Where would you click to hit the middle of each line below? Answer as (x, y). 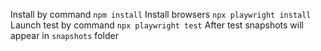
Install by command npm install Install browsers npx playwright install (161, 14)
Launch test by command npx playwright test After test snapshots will (157, 25)
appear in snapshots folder (64, 35)
